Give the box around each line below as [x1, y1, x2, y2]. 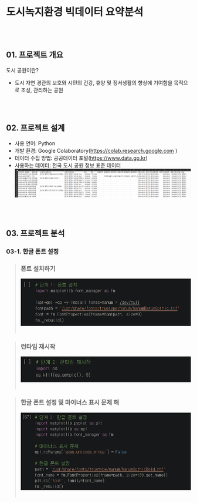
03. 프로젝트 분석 [6, 228, 65, 238]
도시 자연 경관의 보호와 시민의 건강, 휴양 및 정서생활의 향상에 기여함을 [14, 79, 173, 86]
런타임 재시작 [20, 342, 56, 350]
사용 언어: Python [14, 139, 56, 147]
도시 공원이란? [6, 66, 39, 73]
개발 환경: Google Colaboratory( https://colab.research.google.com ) [14, 147, 178, 154]
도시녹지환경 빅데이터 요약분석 [6, 5, 144, 19]
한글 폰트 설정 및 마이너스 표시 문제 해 [20, 398, 119, 407]
